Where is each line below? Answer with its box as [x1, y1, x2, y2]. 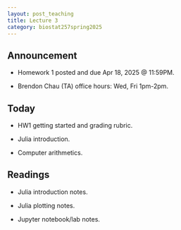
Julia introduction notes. [17, 188, 88, 196]
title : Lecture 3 [7, 17, 58, 24]
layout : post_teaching [7, 10, 74, 18]
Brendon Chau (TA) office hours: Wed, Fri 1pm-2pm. [17, 82, 169, 90]
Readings [7, 169, 50, 181]
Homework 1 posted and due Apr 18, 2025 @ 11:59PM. [17, 68, 175, 77]
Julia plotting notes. [17, 201, 75, 210]
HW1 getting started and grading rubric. [17, 121, 133, 129]
